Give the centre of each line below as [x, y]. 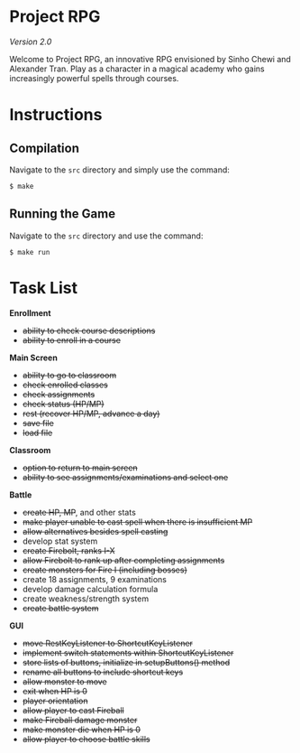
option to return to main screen [80, 468]
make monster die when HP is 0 [82, 730]
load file [37, 432]
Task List [44, 288]
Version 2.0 [31, 42]
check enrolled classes [65, 385]
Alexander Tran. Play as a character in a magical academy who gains [137, 69]
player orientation [55, 701]
